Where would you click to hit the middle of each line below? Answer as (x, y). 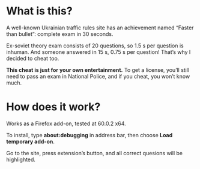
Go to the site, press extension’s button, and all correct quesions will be (95, 153)
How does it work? (53, 107)
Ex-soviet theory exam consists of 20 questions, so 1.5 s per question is (95, 46)
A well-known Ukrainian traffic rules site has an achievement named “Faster (100, 28)
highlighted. (21, 159)
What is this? (40, 11)
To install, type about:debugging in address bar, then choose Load (89, 135)
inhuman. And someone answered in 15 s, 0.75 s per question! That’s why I (98, 52)
